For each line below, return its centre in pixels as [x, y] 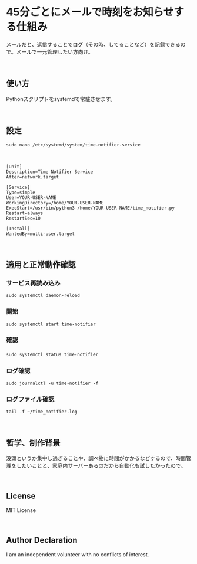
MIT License [21, 510]
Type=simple [21, 193]
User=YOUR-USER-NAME [31, 198]
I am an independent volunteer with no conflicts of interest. [78, 554]
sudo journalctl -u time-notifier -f [52, 384]
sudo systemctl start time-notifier [51, 324]
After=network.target [33, 177]
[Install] [18, 229]
